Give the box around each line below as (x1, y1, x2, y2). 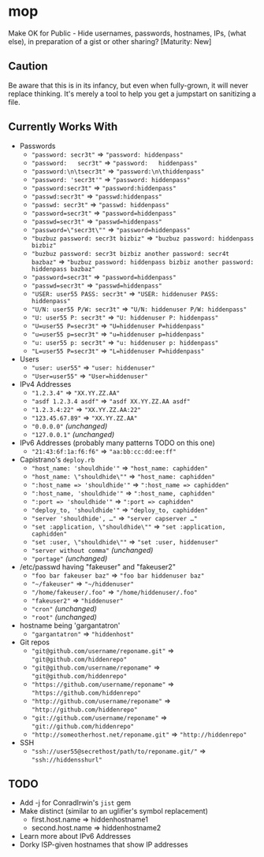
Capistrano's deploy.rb (19, 454, 95, 464)
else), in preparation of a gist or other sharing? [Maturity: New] (8, 36, 212, 46)
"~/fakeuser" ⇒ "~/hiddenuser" (31, 578, 134, 588)
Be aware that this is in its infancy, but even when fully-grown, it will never (8, 80, 249, 90)
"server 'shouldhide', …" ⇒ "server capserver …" (31, 513, 198, 522)
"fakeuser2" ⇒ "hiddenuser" (31, 595, 124, 605)
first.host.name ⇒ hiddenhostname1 (31, 814, 148, 825)
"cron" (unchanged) (31, 603, 97, 613)
